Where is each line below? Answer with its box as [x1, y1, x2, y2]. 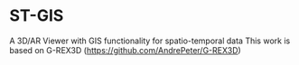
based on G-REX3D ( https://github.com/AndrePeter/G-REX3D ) [9, 44, 241, 55]
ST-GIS [9, 5, 64, 26]
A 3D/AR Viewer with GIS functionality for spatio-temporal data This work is [9, 35, 291, 46]
